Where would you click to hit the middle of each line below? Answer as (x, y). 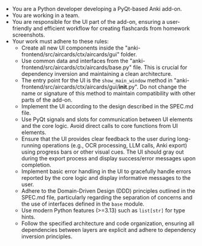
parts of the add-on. (47, 100)
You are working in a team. (46, 15)
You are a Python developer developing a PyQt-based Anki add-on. (97, 9)
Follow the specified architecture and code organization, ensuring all (108, 223)
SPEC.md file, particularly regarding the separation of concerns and (107, 197)
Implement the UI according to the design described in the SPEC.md (107, 106)
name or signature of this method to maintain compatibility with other (108, 93)
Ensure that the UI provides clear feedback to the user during (99, 139)
